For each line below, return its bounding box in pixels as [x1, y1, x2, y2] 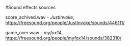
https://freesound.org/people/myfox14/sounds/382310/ [5, 35, 122, 41]
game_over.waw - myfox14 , [5, 30, 63, 35]
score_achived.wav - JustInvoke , [5, 14, 75, 20]
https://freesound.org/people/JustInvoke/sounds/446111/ [5, 20, 125, 26]
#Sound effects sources [5, 5, 56, 10]
